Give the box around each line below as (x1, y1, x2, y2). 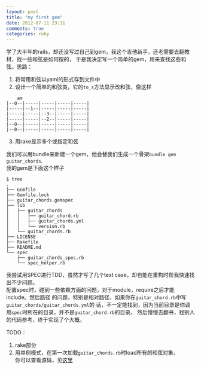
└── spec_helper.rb (17, 260, 66, 266)
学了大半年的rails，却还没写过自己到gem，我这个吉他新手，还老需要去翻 (6, 48, 185, 56)
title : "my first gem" (6, 14, 63, 20)
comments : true (6, 25, 44, 32)
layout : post (6, 8, 39, 15)
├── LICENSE (6, 234, 36, 240)
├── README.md (6, 245, 42, 251)
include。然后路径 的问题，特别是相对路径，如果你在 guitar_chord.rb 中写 (6, 294, 187, 301)
